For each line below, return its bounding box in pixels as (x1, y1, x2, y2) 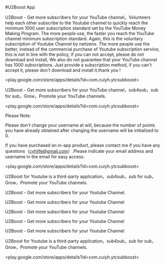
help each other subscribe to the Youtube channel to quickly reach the (5, 20, 148, 26)
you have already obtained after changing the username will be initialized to (5, 128, 159, 133)
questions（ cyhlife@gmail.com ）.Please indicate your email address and (5, 148, 154, 154)
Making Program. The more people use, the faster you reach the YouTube (5, 31, 154, 36)
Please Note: (5, 113, 31, 118)
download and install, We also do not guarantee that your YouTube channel (5, 57, 158, 62)
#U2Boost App (5, 4, 35, 10)
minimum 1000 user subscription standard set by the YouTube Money (5, 25, 146, 31)
